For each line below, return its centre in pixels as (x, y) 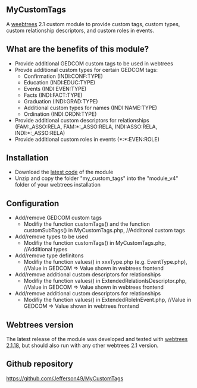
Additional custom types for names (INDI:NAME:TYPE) (90, 108)
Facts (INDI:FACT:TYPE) (53, 95)
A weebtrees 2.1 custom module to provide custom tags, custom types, (93, 24)
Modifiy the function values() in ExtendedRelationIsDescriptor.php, (105, 281)
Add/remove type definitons (49, 255)
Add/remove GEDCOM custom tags (58, 218)
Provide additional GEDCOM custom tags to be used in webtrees (94, 63)
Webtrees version (40, 325)
